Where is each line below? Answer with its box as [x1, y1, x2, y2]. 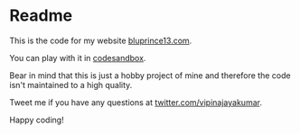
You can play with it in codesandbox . [9, 52, 146, 63]
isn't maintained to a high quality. [9, 79, 133, 90]
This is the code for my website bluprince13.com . [9, 35, 192, 46]
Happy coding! [9, 114, 65, 125]
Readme [9, 5, 73, 26]
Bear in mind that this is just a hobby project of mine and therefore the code [9, 69, 291, 81]
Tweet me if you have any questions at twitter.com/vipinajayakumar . [9, 96, 262, 108]
